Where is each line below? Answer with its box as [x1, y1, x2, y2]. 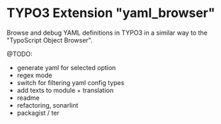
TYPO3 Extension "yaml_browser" [6, 5, 215, 21]
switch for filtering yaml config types [16, 78, 125, 86]
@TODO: [6, 50, 33, 58]
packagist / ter [16, 108, 59, 117]
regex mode [16, 71, 52, 79]
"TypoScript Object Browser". [6, 35, 93, 44]
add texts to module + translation [16, 86, 114, 94]
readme [16, 94, 40, 102]
